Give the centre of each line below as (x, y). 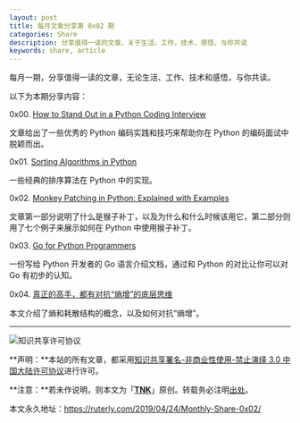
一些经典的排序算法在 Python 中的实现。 (83, 181)
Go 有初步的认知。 (43, 275)
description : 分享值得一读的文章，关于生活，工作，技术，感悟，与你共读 (129, 42)
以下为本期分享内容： (48, 97)
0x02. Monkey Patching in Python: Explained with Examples (119, 199)
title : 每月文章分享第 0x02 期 (62, 26)
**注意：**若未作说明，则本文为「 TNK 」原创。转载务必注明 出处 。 (131, 390)
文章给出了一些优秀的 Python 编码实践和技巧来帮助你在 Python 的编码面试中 (149, 133)
